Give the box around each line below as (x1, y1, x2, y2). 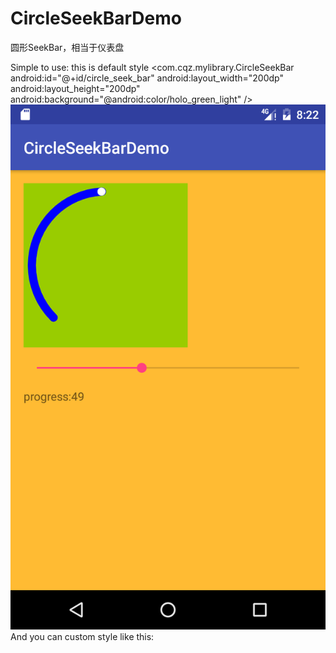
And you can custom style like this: (10, 631, 155, 643)
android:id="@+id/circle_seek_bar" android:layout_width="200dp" (10, 72, 284, 84)
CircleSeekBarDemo (10, 7, 182, 30)
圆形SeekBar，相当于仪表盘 (10, 41, 125, 53)
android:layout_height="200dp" (10, 82, 141, 94)
